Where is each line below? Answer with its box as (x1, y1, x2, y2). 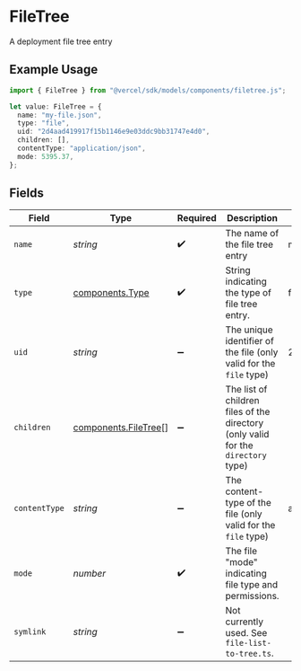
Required (176, 212, 217, 225)
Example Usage (9, 62, 99, 77)
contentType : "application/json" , (17, 144, 146, 153)
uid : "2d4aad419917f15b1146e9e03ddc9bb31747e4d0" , (17, 128, 211, 137)
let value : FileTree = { (9, 102, 102, 111)
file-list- (225, 638, 271, 649)
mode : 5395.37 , (17, 152, 74, 161)
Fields (9, 186, 45, 201)
